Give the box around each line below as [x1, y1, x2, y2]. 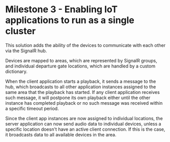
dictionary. [5, 68, 28, 75]
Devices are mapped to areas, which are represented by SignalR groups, [5, 57, 157, 63]
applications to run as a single [5, 14, 135, 26]
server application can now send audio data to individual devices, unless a [5, 121, 161, 127]
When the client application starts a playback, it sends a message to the [5, 78, 156, 84]
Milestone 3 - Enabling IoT [5, 4, 118, 15]
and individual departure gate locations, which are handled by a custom [5, 63, 156, 69]
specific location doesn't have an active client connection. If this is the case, [5, 126, 165, 132]
